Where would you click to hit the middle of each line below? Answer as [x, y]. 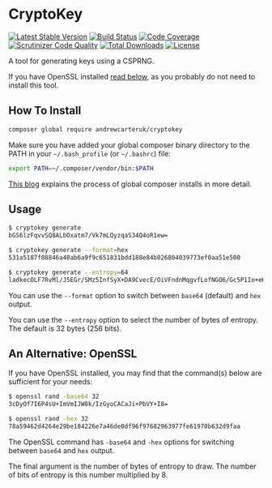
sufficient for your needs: [51, 382]
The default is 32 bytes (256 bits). [65, 328]
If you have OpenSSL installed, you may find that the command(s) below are [135, 373]
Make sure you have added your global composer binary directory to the [129, 145]
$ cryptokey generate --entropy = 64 [68, 272]
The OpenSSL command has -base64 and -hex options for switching [121, 442]
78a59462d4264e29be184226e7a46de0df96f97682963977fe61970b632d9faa [125, 426]
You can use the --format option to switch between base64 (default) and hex [135, 295]
